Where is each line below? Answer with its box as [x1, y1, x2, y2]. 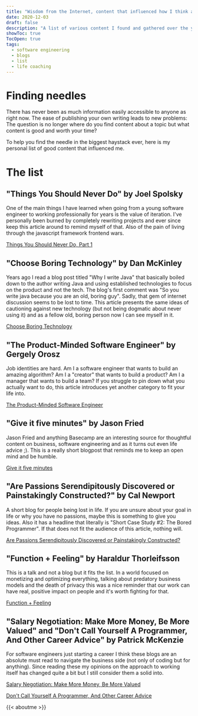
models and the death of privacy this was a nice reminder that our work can [6, 582, 190, 589]
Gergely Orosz [6, 349, 61, 359]
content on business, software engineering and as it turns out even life [6, 440, 178, 447]
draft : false [6, 19, 38, 25]
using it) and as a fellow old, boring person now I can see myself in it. [6, 311, 174, 318]
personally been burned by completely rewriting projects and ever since [6, 217, 181, 224]
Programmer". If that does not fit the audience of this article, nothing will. [6, 525, 183, 532]
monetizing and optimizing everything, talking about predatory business [6, 576, 181, 583]
